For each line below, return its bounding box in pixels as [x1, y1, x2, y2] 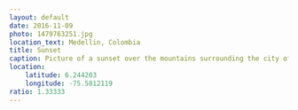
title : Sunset [9, 46, 62, 55]
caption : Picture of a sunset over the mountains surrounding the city [9, 54, 279, 63]
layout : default [9, 12, 69, 22]
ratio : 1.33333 [9, 87, 66, 96]
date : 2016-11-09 [9, 21, 74, 30]
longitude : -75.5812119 [25, 79, 114, 88]
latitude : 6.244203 [25, 71, 98, 80]
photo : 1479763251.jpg [9, 29, 93, 38]
